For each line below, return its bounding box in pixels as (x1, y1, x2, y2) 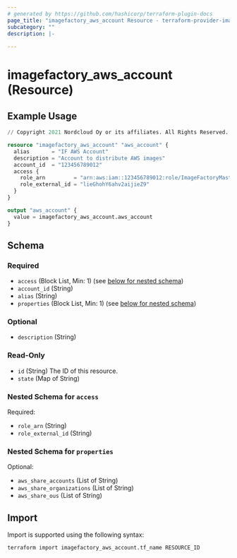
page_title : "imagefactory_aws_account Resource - (7, 17, 159, 24)
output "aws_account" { (7, 206, 78, 214)
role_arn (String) (17, 422, 67, 430)
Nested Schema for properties (7, 446, 114, 456)
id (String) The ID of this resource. (17, 367, 119, 375)
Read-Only (7, 350, 46, 360)
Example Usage (7, 110, 78, 122)
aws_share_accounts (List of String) (17, 476, 119, 485)
